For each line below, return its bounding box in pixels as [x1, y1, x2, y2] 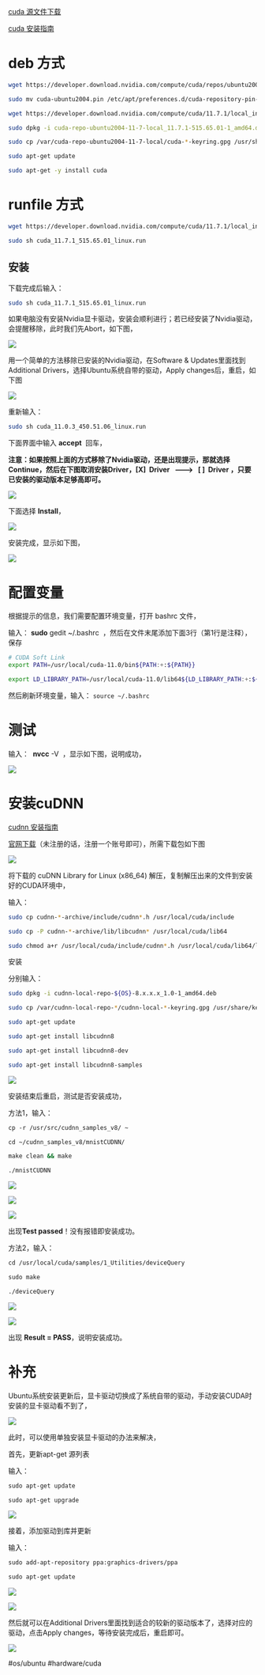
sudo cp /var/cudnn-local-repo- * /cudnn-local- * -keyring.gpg [8, 1004, 211, 1012]
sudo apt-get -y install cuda [8, 167, 108, 175]
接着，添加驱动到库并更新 [8, 1526, 91, 1536]
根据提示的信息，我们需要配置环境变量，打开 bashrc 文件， [8, 612, 201, 621]
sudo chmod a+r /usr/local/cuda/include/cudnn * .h [8, 942, 175, 949]
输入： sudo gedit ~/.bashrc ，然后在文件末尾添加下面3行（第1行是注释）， [8, 628, 252, 638]
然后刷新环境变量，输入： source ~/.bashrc [8, 691, 150, 700]
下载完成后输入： [8, 283, 64, 293]
